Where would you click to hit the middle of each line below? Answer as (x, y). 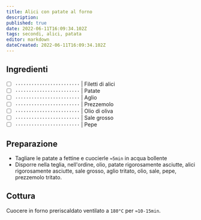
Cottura (21, 196)
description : (22, 17)
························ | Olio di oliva (64, 111)
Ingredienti (27, 70)
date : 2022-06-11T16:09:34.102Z (46, 28)
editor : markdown (28, 40)
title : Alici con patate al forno (49, 12)
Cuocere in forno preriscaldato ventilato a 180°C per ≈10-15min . (83, 210)
